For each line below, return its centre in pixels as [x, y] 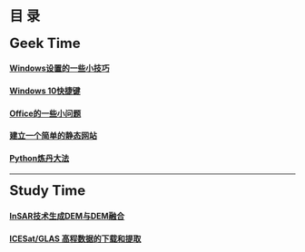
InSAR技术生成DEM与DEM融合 [67, 216]
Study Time [48, 191]
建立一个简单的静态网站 [53, 136]
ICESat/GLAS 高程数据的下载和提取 [75, 238]
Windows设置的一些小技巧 [59, 68]
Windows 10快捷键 [45, 91]
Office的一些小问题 [45, 113]
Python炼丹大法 [39, 158]
